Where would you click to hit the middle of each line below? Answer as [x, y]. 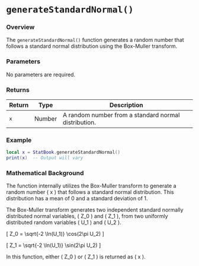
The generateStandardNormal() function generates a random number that [95, 40]
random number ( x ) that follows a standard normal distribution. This [90, 192]
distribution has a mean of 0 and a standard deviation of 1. [77, 199]
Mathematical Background [45, 173]
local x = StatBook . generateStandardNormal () [63, 153]
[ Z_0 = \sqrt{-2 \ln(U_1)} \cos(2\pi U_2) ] [55, 234]
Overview [20, 27]
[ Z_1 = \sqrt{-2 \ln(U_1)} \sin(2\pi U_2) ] [54, 245]
